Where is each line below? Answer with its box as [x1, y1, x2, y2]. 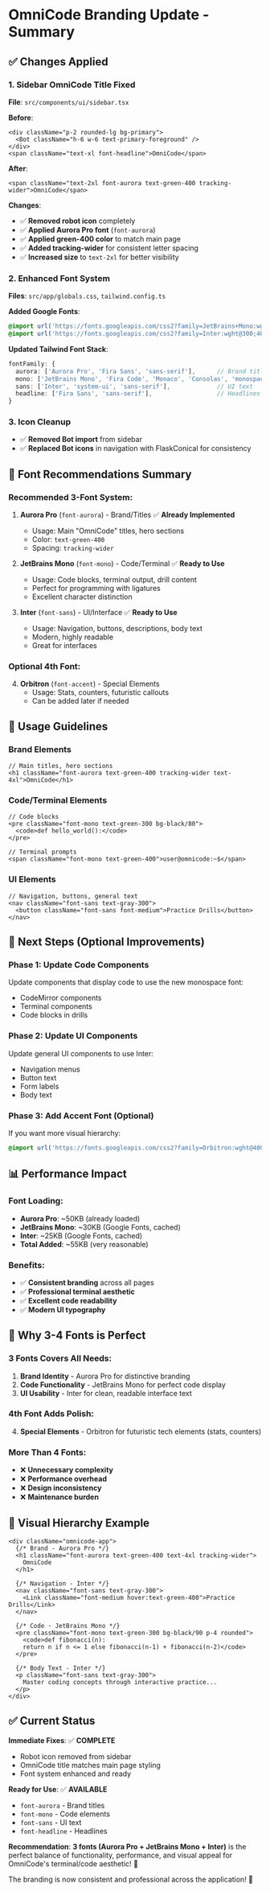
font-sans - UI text [19, 1817, 82, 1827]
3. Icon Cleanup [8, 416, 71, 428]
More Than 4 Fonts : [8, 1447, 87, 1458]
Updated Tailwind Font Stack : [8, 344, 108, 353]
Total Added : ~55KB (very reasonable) [19, 1239, 149, 1249]
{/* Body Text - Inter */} [15, 1664, 106, 1672]
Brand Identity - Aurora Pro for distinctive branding [19, 1371, 190, 1381]
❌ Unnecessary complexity [19, 1465, 114, 1475]
